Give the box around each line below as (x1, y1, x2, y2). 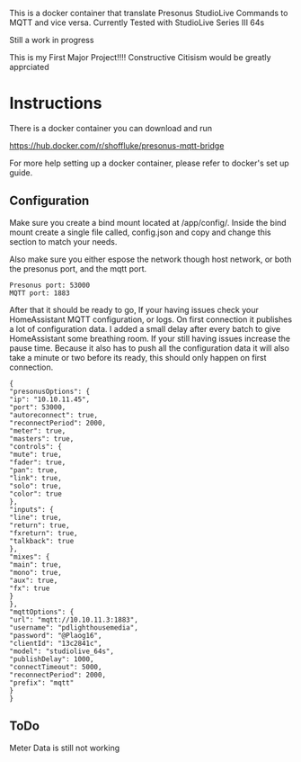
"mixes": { (9, 552, 50, 561)
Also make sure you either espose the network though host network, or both (9, 254, 292, 264)
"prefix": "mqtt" (9, 678, 75, 687)
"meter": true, (9, 426, 66, 435)
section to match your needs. (9, 236, 118, 247)
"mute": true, (9, 450, 63, 459)
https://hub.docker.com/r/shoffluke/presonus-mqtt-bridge (9, 139, 225, 151)
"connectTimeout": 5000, (9, 662, 102, 671)
